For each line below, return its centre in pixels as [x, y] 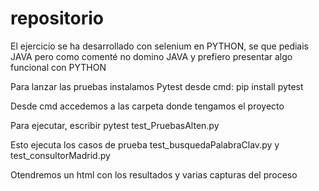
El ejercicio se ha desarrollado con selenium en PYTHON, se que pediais [160, 46]
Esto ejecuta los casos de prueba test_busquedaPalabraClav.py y [145, 144]
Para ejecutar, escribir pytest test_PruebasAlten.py [115, 125]
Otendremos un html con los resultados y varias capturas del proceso [154, 174]
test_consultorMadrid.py [60, 155]
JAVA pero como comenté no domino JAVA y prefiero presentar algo [151, 56]
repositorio [57, 18]
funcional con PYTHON [58, 67]
